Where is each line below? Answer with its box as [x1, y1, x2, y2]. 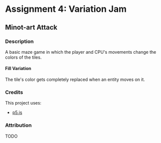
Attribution [5, 122, 32, 129]
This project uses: [5, 100, 42, 106]
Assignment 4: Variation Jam [5, 3, 127, 15]
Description [5, 38, 34, 45]
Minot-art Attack [5, 23, 58, 32]
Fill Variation [5, 66, 32, 71]
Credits [5, 89, 23, 96]
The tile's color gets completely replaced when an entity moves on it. [5, 76, 145, 82]
